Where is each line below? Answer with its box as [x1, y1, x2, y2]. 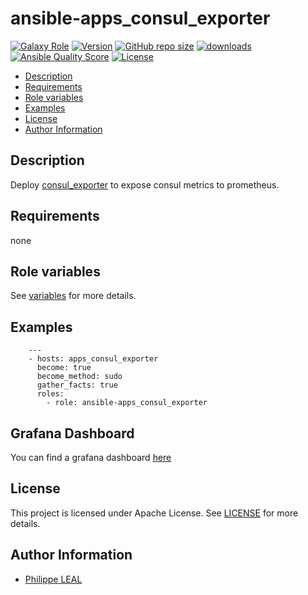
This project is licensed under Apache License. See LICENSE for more [10, 507, 299, 519]
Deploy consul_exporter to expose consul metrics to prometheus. [10, 178, 280, 191]
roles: [36, 389, 65, 399]
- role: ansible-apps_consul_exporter [46, 398, 208, 408]
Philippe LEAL [24, 573, 83, 585]
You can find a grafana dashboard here [10, 452, 172, 463]
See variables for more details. [10, 290, 137, 302]
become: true [36, 363, 92, 373]
